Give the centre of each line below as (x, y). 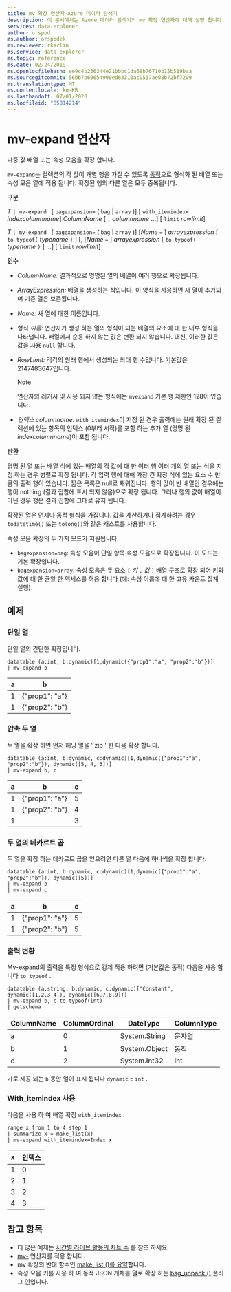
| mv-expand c (27, 890)
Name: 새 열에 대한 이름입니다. (58, 313)
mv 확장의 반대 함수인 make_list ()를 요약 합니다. (81, 1264)
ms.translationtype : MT (41, 84)
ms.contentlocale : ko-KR (43, 90)
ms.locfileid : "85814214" (44, 103)
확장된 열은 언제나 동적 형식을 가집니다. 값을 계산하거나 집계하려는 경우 (101, 515)
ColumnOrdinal (88, 1024)
